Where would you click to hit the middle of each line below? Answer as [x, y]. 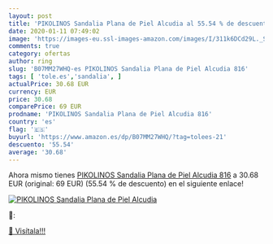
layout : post [30, 16]
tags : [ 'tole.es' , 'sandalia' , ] [65, 76]
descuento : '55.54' [41, 144]
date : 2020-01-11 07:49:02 [54, 31]
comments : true [34, 46]
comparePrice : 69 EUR [45, 107]
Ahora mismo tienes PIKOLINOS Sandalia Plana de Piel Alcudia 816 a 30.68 [134, 175]
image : [19, 39]
